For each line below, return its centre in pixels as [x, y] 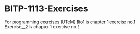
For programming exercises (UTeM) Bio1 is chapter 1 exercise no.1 [70, 22]
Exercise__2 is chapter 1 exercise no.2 [42, 26]
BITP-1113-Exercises [46, 9]
